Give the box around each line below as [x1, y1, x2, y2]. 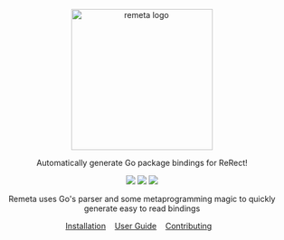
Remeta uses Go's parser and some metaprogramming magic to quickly [8, 194, 276, 204]
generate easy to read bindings [83, 203, 201, 214]
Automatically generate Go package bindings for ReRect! [36, 158, 248, 168]
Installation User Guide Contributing [65, 221, 213, 231]
